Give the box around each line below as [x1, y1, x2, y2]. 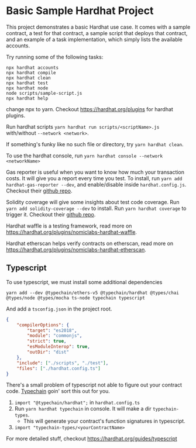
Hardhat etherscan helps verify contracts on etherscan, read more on [6, 240, 174, 247]
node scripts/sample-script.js [6, 90, 82, 96]
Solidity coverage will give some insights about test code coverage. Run [6, 198, 180, 205]
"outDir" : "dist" [27, 349, 69, 355]
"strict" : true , [27, 338, 67, 344]
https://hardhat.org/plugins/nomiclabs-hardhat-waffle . [6, 228, 137, 235]
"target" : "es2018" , [27, 328, 77, 333]
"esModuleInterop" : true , [27, 344, 91, 350]
